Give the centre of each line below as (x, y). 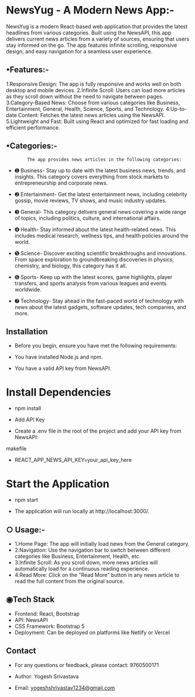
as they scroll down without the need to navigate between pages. (85, 96)
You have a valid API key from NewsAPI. (63, 368)
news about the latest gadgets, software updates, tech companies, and (100, 307)
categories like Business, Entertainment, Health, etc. (78, 556)
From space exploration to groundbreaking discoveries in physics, (94, 259)
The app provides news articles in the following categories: (105, 159)
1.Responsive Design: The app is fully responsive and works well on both (94, 84)
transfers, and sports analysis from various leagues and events (90, 283)
